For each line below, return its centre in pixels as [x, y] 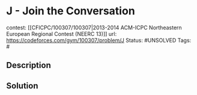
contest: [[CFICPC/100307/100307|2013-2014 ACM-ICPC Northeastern [94, 27]
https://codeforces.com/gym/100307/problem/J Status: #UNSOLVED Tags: [99, 40]
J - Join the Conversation [71, 11]
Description [29, 65]
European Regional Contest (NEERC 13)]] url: [62, 33]
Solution [22, 86]
